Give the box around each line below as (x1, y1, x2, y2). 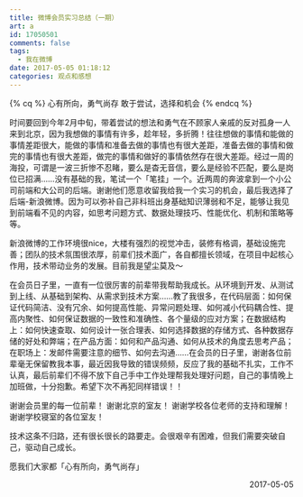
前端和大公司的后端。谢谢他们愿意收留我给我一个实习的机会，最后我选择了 (16, 184, 294, 195)
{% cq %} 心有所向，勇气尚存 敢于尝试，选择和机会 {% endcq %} (9, 97, 252, 108)
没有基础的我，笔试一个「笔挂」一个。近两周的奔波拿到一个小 (54, 173, 284, 184)
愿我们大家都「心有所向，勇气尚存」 (9, 461, 144, 472)
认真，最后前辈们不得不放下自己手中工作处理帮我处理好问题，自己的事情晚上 (9, 369, 294, 380)
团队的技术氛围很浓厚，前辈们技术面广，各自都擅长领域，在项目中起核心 (24, 249, 294, 260)
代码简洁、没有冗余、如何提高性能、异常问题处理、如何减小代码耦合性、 (16, 301, 286, 312)
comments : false (9, 38, 70, 48)
